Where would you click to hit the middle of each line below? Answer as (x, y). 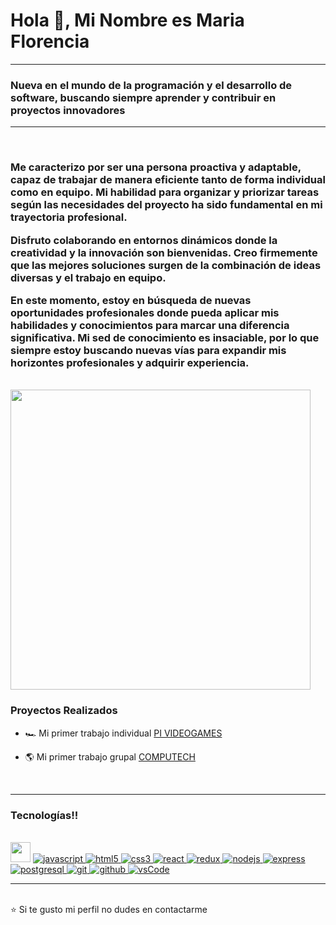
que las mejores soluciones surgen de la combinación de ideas (166, 265)
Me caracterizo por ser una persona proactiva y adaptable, (156, 167)
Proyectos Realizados (64, 711)
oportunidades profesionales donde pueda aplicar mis (145, 312)
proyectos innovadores (68, 110)
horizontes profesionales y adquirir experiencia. (130, 362)
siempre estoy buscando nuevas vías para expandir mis (148, 350)
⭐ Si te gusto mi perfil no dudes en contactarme (109, 909)
